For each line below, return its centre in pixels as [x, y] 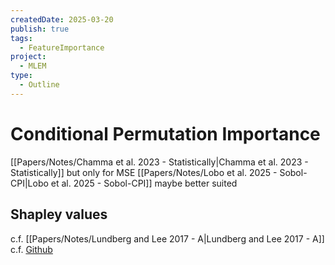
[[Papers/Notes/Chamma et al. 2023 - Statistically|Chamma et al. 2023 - [159, 162]
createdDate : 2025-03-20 [62, 19]
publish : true [40, 29]
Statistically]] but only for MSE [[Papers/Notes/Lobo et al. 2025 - [144, 172]
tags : [21, 38]
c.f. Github [31, 249]
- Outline [39, 85]
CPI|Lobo [29, 183]
